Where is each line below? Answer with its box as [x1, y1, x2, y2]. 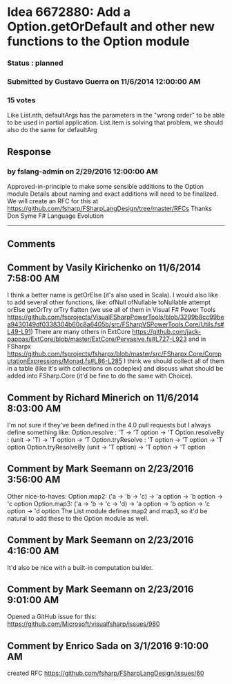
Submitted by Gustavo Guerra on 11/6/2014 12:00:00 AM [7, 77, 201, 86]
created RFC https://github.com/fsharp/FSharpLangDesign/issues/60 [7, 669, 204, 678]
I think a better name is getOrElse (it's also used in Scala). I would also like [7, 291, 219, 299]
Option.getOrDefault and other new [7, 19, 215, 35]
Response [7, 146, 52, 158]
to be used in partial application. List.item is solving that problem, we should [7, 118, 223, 127]
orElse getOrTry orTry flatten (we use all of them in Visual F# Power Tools [7, 306, 216, 314]
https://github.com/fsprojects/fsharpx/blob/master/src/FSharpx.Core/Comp [7, 350, 222, 358]
